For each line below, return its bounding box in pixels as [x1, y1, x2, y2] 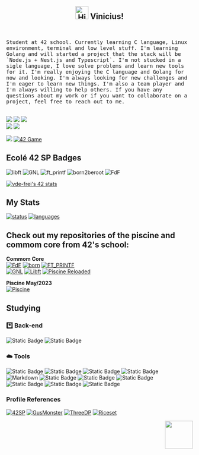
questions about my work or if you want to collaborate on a [6, 92, 188, 99]
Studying [6, 303, 41, 313]
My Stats [6, 197, 40, 208]
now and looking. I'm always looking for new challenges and [6, 74, 188, 81]
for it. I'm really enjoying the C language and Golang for [6, 68, 185, 75]
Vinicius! [89, 11, 124, 21]
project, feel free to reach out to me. [6, 98, 126, 105]
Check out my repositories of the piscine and [6, 230, 176, 241]
